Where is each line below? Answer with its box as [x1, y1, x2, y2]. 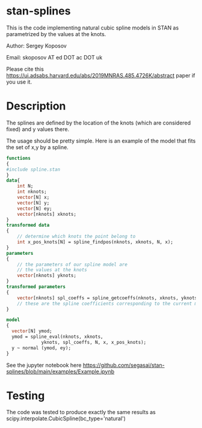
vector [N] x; [17, 194, 50, 200]
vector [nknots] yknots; [17, 272, 77, 279]
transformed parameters [6, 284, 66, 290]
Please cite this [6, 65, 44, 73]
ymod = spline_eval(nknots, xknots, [11, 334, 103, 340]
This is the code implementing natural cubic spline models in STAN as [6, 24, 179, 31]
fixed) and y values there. [6, 125, 70, 133]
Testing [6, 389, 45, 402]
